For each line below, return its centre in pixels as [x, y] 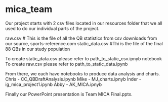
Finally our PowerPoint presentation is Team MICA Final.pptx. [69, 94]
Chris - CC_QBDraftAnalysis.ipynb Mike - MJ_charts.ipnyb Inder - [73, 79]
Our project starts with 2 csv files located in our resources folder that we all [84, 23]
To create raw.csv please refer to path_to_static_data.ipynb [67, 64]
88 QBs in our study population [38, 49]
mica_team [29, 9]
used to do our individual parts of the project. [52, 28]
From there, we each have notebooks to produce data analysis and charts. [83, 73]
